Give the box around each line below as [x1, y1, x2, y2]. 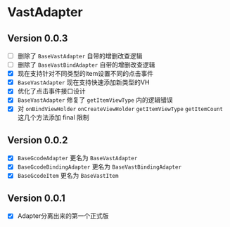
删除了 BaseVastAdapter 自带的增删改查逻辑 [17, 52, 143, 60]
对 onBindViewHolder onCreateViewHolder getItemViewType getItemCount [17, 105, 224, 113]
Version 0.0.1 [7, 192, 65, 204]
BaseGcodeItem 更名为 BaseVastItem [17, 171, 119, 180]
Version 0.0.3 [7, 32, 68, 44]
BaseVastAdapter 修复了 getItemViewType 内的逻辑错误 [17, 96, 174, 104]
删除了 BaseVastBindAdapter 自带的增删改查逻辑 [17, 60, 155, 69]
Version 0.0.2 [7, 134, 68, 146]
